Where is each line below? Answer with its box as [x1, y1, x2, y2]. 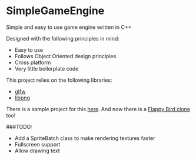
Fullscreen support [14, 141, 61, 148]
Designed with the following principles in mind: [6, 35, 119, 42]
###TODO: [6, 123, 32, 130]
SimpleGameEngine [6, 4, 105, 18]
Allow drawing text [14, 147, 60, 154]
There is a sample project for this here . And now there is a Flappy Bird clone [6, 105, 190, 112]
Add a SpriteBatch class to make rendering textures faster [14, 134, 155, 142]
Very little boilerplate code [14, 65, 79, 72]
